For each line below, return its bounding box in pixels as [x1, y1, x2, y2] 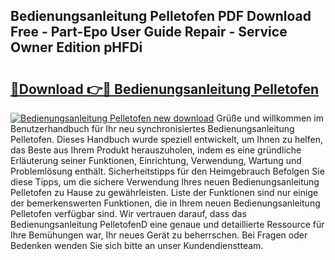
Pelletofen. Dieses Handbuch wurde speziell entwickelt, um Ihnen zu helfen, [10, 134, 323, 145]
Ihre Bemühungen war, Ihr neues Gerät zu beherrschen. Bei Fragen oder [10, 229, 308, 241]
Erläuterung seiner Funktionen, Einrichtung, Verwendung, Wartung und [10, 155, 302, 166]
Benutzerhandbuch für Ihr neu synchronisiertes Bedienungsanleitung [10, 123, 295, 134]
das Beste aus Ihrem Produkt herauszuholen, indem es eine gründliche [10, 144, 302, 156]
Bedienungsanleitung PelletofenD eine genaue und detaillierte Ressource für [10, 219, 325, 230]
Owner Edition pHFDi [10, 39, 143, 56]
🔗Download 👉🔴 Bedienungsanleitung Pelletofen [10, 80, 320, 98]
